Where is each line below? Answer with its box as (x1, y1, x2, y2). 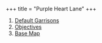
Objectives (14, 24, 42, 30)
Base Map (14, 30, 40, 37)
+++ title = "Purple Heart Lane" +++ (5, 5, 97, 12)
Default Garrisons (14, 17, 59, 24)
